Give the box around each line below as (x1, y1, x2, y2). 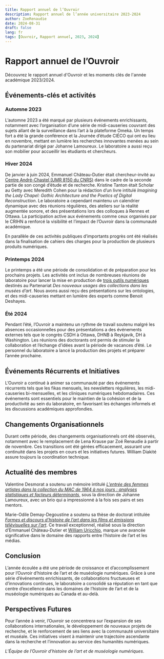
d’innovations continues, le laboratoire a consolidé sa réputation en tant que (5, 580, 158, 586)
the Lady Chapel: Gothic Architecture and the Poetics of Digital (5, 192, 132, 198)
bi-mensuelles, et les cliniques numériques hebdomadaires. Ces (26, 391, 155, 396)
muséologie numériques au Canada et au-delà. (5, 591, 99, 597)
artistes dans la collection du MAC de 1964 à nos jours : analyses (5, 486, 138, 492)
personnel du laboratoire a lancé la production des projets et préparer (5, 347, 145, 353)
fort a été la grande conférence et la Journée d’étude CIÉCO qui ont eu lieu (5, 133, 156, 139)
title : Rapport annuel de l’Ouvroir (5, 7, 80, 12)
